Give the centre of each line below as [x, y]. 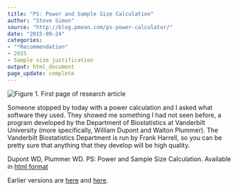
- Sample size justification [50, 60]
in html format [28, 166]
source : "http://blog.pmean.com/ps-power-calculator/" [90, 27]
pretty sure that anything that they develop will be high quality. [99, 145]
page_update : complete [41, 73]
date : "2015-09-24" [36, 34]
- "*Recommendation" [38, 47]
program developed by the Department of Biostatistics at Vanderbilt [107, 122]
